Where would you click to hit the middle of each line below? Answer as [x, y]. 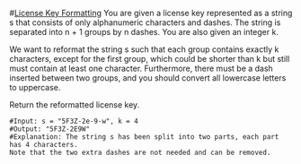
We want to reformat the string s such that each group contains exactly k [144, 49]
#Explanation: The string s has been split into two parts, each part [144, 137]
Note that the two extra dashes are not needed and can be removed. [140, 152]
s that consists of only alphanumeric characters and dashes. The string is [145, 22]
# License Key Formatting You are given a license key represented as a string [151, 13]
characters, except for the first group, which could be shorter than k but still [150, 59]
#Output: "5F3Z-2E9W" [50, 129]
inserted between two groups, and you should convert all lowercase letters [148, 78]
